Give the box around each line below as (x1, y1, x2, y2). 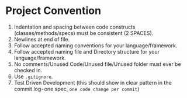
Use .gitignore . (13, 73, 53, 80)
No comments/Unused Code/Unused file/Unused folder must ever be (13, 60, 182, 68)
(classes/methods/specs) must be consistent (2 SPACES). (13, 29, 154, 36)
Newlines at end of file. (13, 36, 70, 43)
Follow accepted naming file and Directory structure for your (13, 48, 160, 55)
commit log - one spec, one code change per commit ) (13, 85, 140, 92)
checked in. (13, 66, 42, 73)
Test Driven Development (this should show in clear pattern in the (13, 79, 172, 86)
